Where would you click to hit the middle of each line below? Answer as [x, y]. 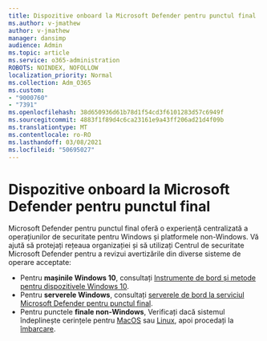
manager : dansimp [37, 38]
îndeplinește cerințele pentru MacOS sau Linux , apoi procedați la [127, 320]
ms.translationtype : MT [48, 127]
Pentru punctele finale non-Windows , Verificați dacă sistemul [122, 312]
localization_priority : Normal [61, 75]
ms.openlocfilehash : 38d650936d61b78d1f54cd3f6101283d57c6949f [116, 113]
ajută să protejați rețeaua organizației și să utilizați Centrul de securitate [126, 246]
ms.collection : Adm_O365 [50, 82]
